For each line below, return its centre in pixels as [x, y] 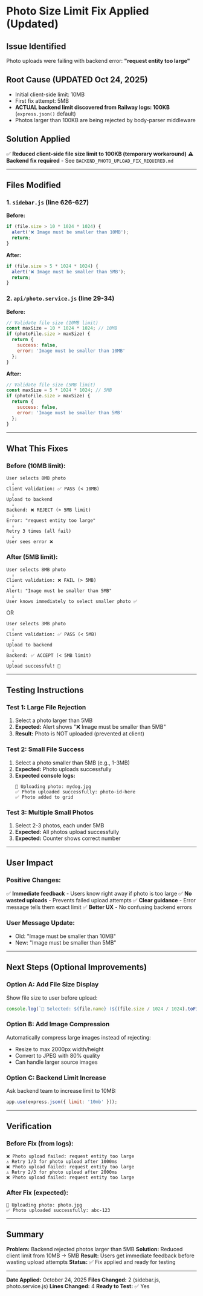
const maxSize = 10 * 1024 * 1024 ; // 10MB [62, 328]
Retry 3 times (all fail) [39, 531]
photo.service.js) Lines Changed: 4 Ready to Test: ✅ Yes [78, 1286]
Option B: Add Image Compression [58, 1024]
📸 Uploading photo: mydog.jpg [53, 786]
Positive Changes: [34, 880]
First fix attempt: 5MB [42, 100]
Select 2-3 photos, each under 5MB [60, 825]
